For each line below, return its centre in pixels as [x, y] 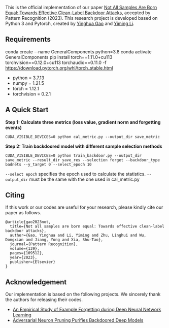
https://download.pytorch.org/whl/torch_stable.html [59, 68]
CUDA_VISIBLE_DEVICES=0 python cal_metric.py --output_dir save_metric [82, 137]
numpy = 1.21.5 [28, 83]
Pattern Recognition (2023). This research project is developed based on [81, 18]
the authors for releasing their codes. [44, 300]
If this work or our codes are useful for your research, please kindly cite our [84, 207]
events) [13, 127]
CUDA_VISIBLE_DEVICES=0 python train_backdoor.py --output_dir [74, 155]
